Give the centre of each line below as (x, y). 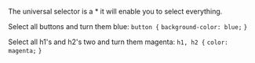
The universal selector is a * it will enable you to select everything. (115, 11)
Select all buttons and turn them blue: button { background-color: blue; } (128, 26)
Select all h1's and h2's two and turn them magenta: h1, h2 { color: (118, 42)
